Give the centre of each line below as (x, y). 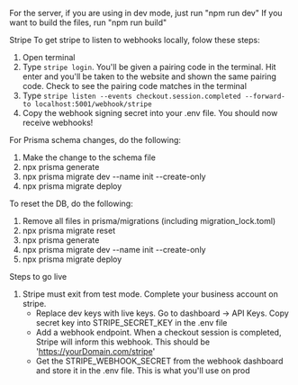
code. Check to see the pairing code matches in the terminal (135, 86)
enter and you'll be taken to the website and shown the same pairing (149, 76)
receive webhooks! (58, 122)
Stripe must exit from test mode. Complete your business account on (150, 294)
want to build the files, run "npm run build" (88, 22)
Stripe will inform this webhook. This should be (122, 342)
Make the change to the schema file (89, 157)
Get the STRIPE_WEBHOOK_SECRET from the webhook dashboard (159, 361)
